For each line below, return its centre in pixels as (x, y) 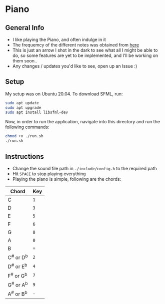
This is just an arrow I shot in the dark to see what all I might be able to (85, 50)
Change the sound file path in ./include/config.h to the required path (85, 168)
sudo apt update (22, 103)
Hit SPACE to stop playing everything (49, 174)
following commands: (27, 127)
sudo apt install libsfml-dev (37, 112)
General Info (25, 28)
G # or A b (18, 285)
